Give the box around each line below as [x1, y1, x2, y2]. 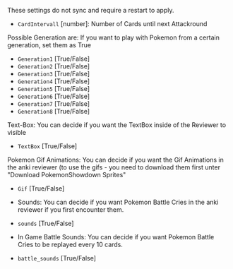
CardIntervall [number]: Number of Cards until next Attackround [17, 20, 208, 28]
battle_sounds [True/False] [17, 254, 97, 262]
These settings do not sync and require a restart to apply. [7, 6, 174, 14]
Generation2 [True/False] [17, 62, 90, 70]
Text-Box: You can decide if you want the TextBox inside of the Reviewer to [7, 121, 227, 129]
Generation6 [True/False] [17, 92, 90, 100]
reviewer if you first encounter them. [17, 205, 124, 214]
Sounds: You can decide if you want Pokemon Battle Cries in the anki [17, 198, 219, 206]
